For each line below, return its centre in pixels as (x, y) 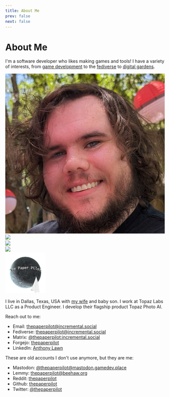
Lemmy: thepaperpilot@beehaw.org (50, 373)
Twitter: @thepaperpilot (37, 389)
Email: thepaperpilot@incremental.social (55, 326)
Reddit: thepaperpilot (35, 379)
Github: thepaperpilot (35, 384)
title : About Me (22, 11)
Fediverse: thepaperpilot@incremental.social (59, 332)
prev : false (18, 16)
